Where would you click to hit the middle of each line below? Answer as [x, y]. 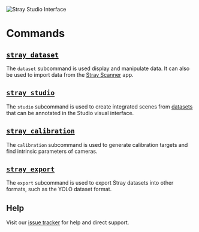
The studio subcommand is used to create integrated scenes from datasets [99, 106]
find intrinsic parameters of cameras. [52, 151]
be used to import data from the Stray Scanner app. [70, 75]
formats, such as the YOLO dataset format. [59, 189]
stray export [31, 169]
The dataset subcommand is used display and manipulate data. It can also [98, 68]
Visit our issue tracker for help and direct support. [68, 222]
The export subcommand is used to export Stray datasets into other [90, 183]
